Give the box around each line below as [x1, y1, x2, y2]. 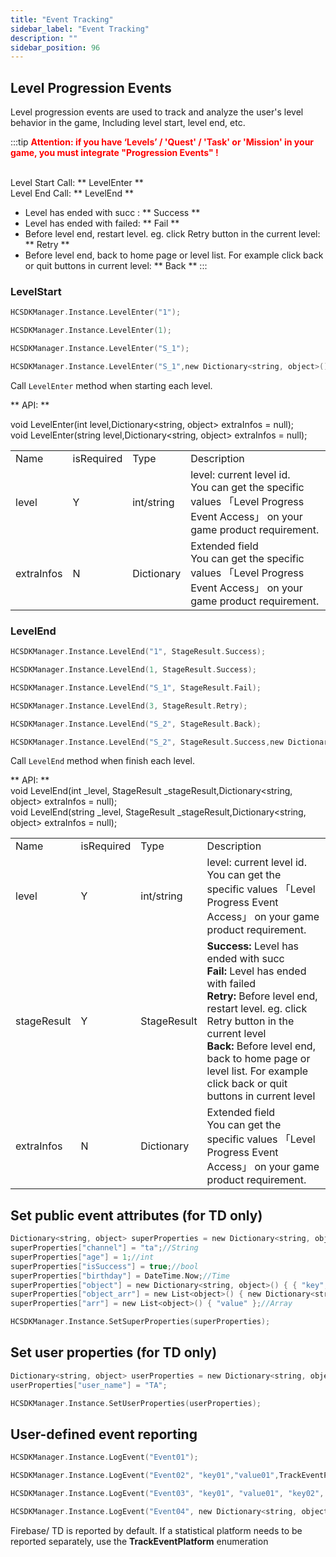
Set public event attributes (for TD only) [10, 1207, 263, 1224]
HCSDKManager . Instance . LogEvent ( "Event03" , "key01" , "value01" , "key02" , [10, 1489, 325, 1499]
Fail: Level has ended [206, 964, 307, 978]
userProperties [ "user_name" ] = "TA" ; [10, 1380, 168, 1390]
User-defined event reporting [10, 1426, 198, 1443]
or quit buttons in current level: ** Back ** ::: [24, 260, 208, 272]
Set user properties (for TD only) [10, 1344, 218, 1361]
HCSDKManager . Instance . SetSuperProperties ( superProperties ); [10, 1317, 271, 1327]
